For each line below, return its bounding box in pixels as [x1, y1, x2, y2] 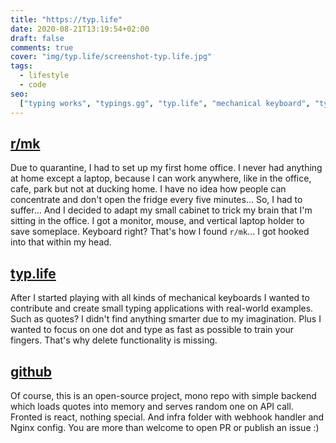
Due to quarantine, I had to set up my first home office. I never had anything [10, 162, 323, 174]
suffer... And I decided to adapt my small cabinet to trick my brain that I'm [10, 204, 313, 216]
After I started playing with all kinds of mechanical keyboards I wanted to [10, 292, 310, 304]
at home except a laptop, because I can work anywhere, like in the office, [10, 172, 312, 185]
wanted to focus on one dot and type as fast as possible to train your [10, 324, 295, 336]
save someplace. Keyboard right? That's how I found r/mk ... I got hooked [10, 226, 310, 238]
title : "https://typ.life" [10, 14, 123, 25]
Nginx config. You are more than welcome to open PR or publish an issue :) [10, 421, 320, 433]
